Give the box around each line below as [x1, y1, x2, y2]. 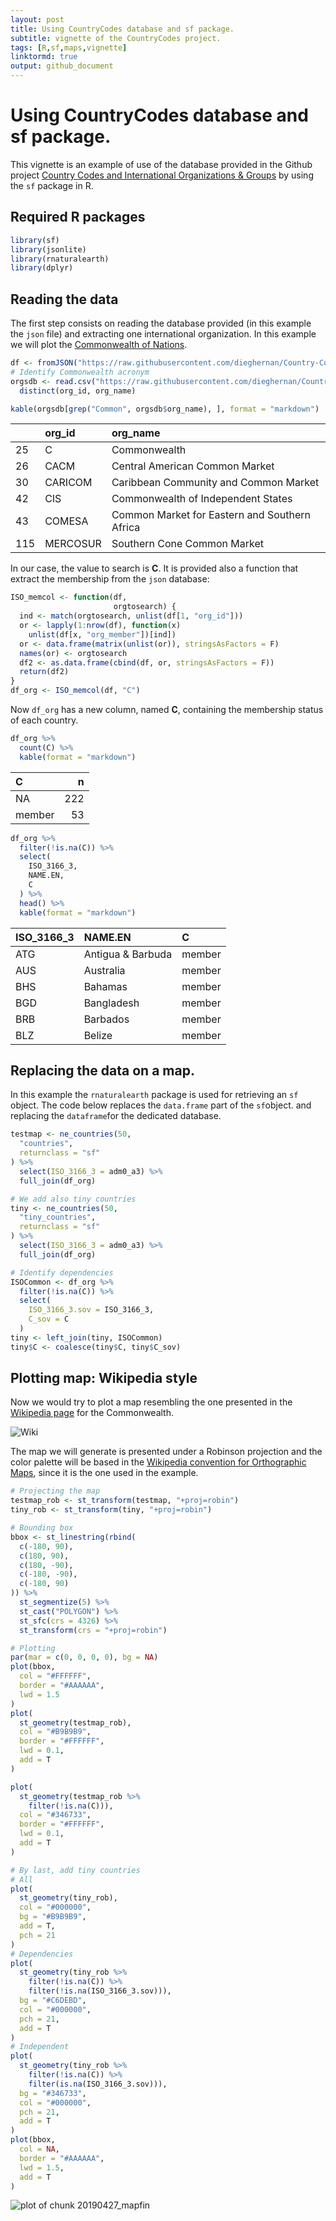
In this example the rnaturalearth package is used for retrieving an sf [10, 1089, 299, 1101]
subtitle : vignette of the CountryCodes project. [10, 33, 222, 43]
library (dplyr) [10, 263, 74, 273]
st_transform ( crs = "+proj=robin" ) [19, 1625, 168, 1635]
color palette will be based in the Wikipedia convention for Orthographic [10, 1456, 307, 1468]
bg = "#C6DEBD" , [19, 1996, 87, 2006]
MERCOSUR [44, 537, 102, 551]
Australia [83, 963, 126, 977]
